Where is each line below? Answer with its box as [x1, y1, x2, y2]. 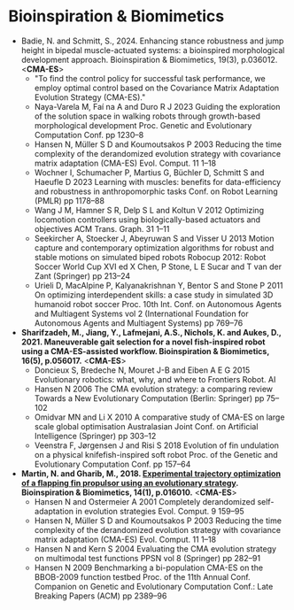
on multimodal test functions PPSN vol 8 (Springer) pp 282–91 [34, 552, 261, 563]
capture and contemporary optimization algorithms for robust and [34, 242, 275, 253]
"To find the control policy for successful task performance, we [34, 73, 267, 83]
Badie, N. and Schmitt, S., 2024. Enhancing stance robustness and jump [20, 35, 284, 46]
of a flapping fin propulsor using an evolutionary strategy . [20, 477, 239, 488]
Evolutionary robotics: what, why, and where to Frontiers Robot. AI [34, 374, 276, 384]
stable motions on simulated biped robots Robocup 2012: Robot [34, 251, 267, 262]
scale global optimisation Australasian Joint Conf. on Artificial [34, 421, 259, 431]
